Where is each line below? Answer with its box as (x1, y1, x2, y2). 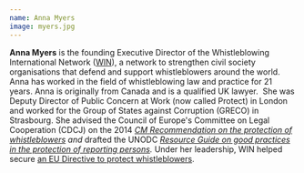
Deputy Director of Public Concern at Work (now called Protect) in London (9, 95, 289, 106)
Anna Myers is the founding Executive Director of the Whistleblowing (9, 46, 270, 57)
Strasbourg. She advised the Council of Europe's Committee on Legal (9, 115, 270, 126)
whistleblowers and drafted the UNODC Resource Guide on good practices (9, 134, 291, 145)
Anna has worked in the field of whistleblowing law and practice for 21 (9, 76, 273, 86)
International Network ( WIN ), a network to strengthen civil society (9, 56, 257, 67)
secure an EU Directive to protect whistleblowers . (9, 153, 195, 164)
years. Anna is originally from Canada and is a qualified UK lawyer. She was (9, 86, 295, 97)
